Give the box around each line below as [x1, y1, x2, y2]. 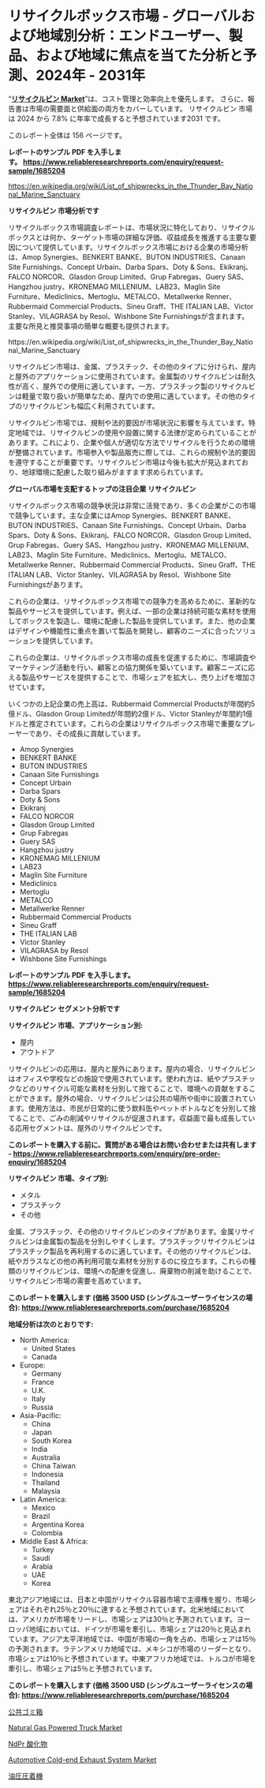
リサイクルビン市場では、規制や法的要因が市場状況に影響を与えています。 [8, 417, 249, 427]
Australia [31, 1453, 61, 1462]
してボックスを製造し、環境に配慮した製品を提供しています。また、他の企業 [8, 616, 256, 626]
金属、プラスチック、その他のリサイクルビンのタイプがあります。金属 [8, 1226, 235, 1236]
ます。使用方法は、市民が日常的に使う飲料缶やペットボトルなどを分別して [8, 1103, 250, 1113]
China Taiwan [31, 1461, 77, 1470]
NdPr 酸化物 [8, 1739, 48, 1749]
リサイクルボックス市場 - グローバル [8, 7, 241, 25]
